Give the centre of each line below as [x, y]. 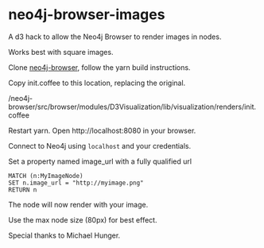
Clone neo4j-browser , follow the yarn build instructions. [99, 67]
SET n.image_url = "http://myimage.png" [76, 183]
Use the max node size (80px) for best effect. [83, 219]
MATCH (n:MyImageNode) [46, 176]
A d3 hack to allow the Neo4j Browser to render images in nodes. [115, 37]
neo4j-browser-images [87, 15]
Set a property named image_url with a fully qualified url [100, 161]
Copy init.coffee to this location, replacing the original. [97, 83]
